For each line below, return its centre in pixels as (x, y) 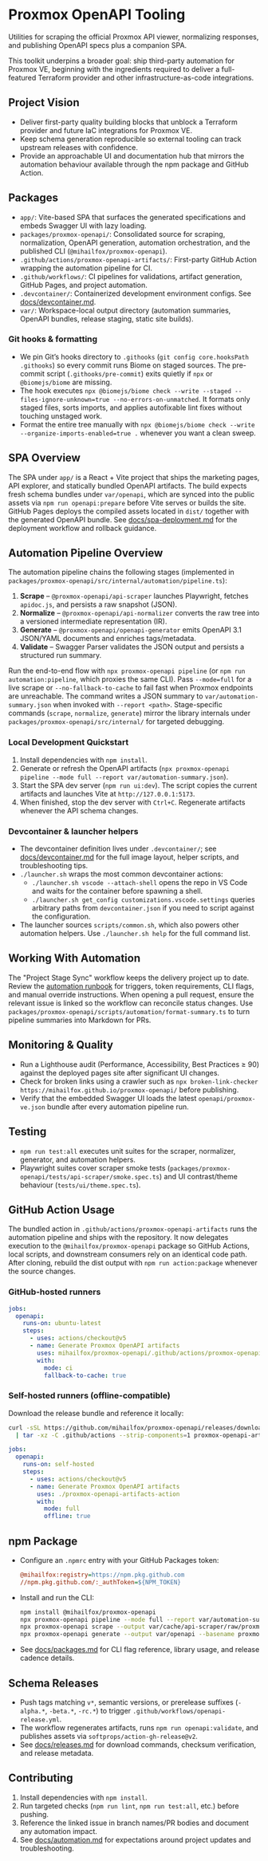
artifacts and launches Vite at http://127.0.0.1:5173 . (107, 793)
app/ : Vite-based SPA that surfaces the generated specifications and (132, 217)
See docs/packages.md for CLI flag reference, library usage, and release (140, 1650)
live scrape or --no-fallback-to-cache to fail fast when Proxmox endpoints (131, 688)
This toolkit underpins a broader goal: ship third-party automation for (122, 61)
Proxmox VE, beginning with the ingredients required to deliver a (114, 69)
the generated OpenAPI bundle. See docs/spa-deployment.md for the (123, 519)
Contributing (41, 1778)
